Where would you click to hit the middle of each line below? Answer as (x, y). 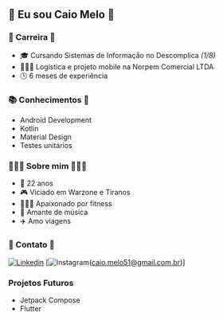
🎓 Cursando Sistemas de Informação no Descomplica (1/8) (118, 55)
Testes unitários (46, 145)
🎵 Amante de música (54, 213)
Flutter (31, 308)
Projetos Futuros (41, 283)
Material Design (45, 137)
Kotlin (29, 128)
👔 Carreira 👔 (32, 37)
